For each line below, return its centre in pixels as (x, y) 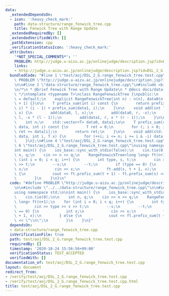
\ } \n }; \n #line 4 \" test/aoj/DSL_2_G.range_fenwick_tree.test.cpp (89, 141)
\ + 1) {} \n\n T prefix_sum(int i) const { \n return (82, 104)
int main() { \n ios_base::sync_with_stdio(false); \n (74, 151)
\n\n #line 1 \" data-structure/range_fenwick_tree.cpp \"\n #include (85, 85)
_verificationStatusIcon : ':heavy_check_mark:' (61, 47)
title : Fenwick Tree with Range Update (56, 29)
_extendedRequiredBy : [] (36, 33)
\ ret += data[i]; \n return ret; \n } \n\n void (78, 131)
